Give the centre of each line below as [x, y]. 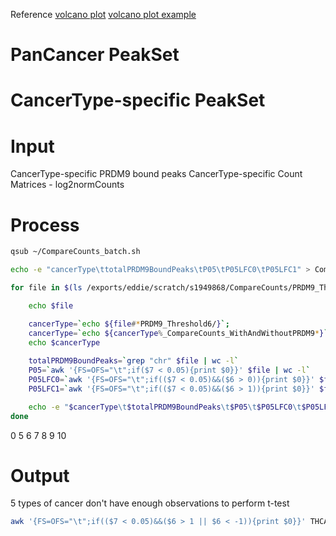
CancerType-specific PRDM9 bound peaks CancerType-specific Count [156, 174]
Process [45, 225]
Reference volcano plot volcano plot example [103, 14]
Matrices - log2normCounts [67, 185]
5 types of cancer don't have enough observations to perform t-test [150, 503]
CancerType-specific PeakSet [138, 100]
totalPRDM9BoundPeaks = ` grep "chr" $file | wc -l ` [134, 361]
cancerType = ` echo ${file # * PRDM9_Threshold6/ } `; [129, 324]
